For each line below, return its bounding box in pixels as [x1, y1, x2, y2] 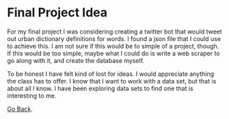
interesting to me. [7, 91, 57, 100]
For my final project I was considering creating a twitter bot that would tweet [7, 27, 222, 36]
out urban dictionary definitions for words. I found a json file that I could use [7, 34, 221, 42]
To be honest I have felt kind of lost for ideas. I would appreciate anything [7, 70, 214, 78]
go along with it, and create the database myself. [7, 56, 145, 64]
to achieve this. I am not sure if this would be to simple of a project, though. [7, 42, 219, 50]
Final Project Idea [7, 5, 108, 21]
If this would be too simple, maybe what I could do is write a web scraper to [7, 49, 220, 57]
